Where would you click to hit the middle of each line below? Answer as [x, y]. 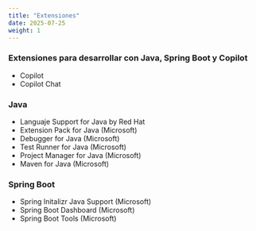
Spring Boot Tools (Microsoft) [68, 218]
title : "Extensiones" [44, 15]
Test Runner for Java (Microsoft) [73, 147]
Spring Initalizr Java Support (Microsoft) [85, 202]
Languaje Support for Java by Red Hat [82, 121]
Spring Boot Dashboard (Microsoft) [77, 210]
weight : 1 [25, 30]
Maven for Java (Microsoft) [64, 164]
